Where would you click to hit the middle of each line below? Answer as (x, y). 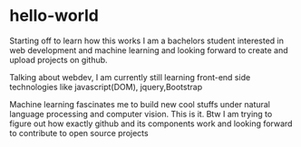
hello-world (54, 16)
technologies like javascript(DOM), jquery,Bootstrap (106, 87)
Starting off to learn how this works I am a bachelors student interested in (146, 41)
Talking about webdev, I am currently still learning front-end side (130, 77)
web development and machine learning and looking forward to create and (149, 50)
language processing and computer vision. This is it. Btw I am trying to (141, 114)
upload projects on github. (58, 60)
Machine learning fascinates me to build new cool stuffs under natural (140, 104)
